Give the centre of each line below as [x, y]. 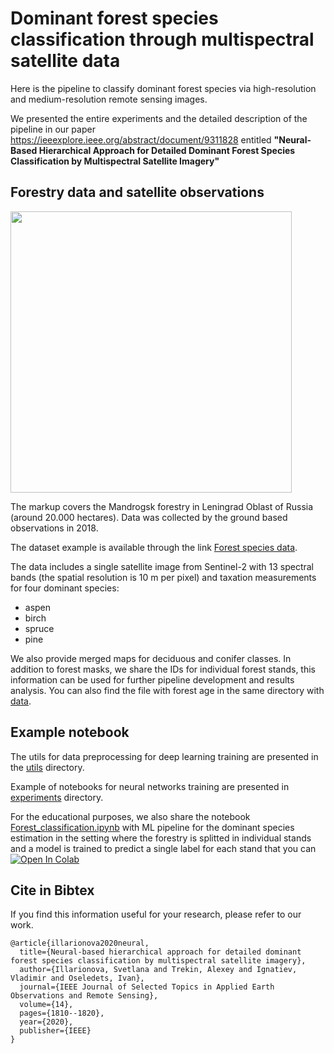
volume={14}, [46, 1005]
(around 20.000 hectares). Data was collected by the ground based [149, 517]
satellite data [65, 61]
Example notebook [70, 732]
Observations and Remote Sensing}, [84, 996]
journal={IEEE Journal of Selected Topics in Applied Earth [147, 987]
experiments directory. [57, 797]
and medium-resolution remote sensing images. [109, 99]
